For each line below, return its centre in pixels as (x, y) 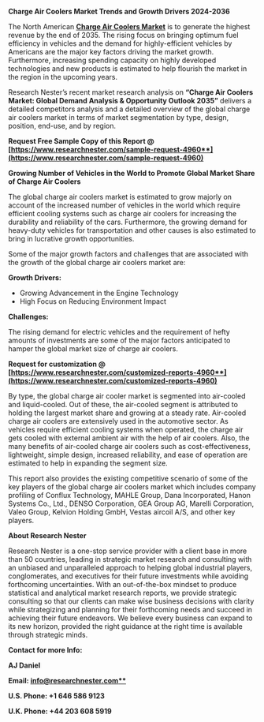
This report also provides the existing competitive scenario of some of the (128, 478)
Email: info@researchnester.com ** (67, 681)
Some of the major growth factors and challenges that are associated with (128, 254)
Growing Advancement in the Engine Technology (99, 293)
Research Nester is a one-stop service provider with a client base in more (128, 551)
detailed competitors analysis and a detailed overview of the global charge (129, 109)
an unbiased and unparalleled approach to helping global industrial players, (130, 568)
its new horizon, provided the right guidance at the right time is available (125, 626)
